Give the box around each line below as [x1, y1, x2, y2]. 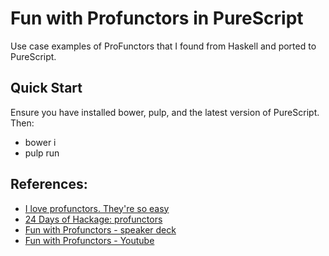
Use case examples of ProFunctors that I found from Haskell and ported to [10, 40, 317, 52]
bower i [24, 136, 57, 148]
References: [10, 176, 88, 193]
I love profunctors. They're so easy [24, 202, 170, 214]
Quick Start [10, 80, 83, 97]
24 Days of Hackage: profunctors [24, 213, 163, 225]
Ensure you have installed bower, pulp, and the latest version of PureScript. [10, 106, 320, 118]
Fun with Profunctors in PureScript [10, 7, 304, 30]
